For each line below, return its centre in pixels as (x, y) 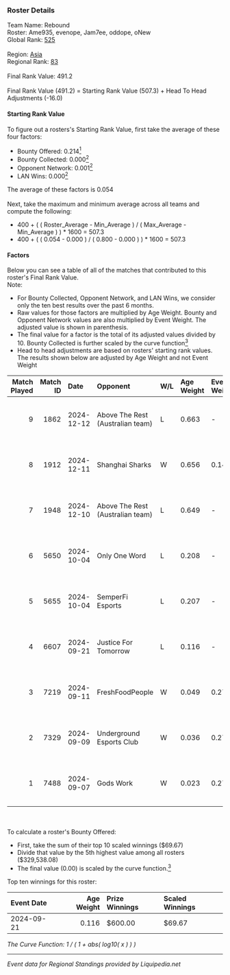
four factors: (25, 137)
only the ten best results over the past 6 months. (85, 306)
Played (22, 390)
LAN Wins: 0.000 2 (42, 176)
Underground (118, 733)
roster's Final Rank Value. (43, 277)
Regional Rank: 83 (33, 62)
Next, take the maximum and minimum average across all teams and (103, 204)
